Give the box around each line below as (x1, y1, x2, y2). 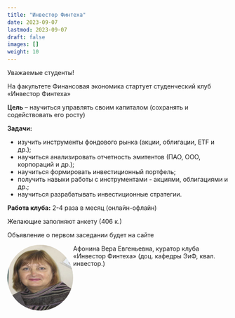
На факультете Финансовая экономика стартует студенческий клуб (7, 82, 212, 91)
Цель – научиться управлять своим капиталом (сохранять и (7, 103, 189, 112)
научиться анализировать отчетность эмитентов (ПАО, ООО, (17, 153, 201, 161)
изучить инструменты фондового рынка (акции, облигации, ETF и (17, 138, 215, 146)
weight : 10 (7, 48, 39, 55)
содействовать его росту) (7, 111, 86, 119)
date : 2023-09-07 (7, 18, 58, 26)
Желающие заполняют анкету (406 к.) (7, 218, 123, 225)
